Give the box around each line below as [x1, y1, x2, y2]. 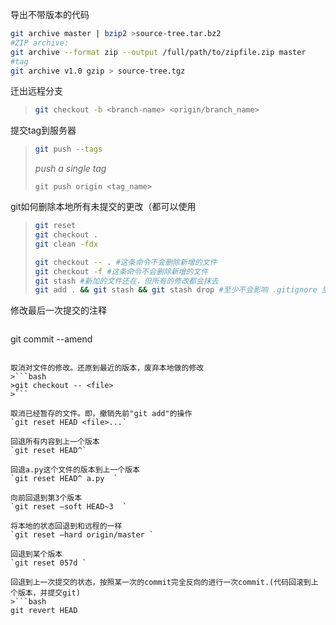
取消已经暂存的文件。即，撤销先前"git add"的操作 [10, 409, 193, 419]
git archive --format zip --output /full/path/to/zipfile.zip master [10, 47, 307, 57]
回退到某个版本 [10, 549, 63, 560]
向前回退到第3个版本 [10, 493, 83, 503]
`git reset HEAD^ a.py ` [10, 474, 118, 484]
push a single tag [34, 163, 107, 175]
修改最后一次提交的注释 [10, 304, 107, 317]
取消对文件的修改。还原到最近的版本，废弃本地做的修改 [10, 363, 205, 373]
